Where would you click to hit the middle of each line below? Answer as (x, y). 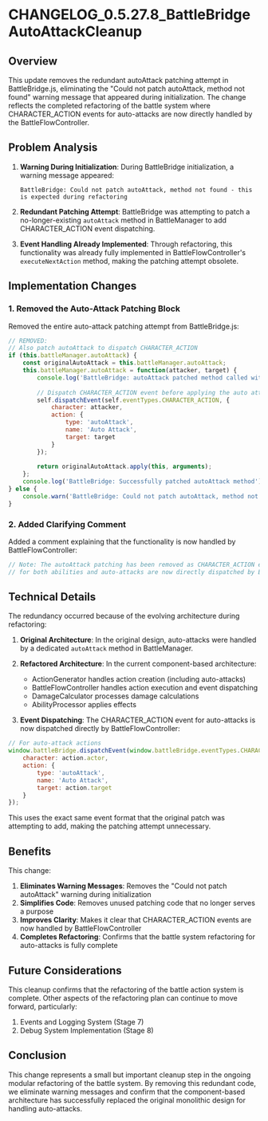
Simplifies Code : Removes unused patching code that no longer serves (137, 903)
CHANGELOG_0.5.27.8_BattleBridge (130, 15)
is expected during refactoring (73, 197)
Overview (33, 61)
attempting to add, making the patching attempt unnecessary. (110, 826)
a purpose (37, 911)
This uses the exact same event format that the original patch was (117, 818)
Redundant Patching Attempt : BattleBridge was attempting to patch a (135, 211)
